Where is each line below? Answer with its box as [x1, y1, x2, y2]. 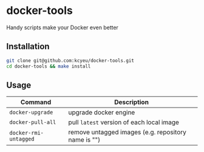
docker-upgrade [9, 109, 53, 116]
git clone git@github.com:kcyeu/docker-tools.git [6, 57, 135, 64]
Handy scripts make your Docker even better [6, 24, 118, 31]
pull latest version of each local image [68, 118, 179, 126]
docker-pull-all [9, 119, 56, 126]
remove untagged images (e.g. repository [68, 128, 187, 137]
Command [20, 98, 52, 106]
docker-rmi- [9, 130, 44, 137]
